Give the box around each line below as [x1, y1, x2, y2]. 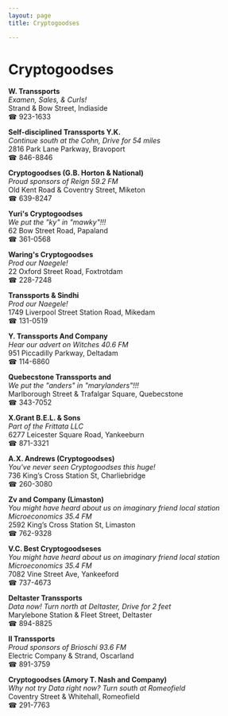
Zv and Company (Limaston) [8, 495, 105, 504]
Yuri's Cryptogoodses [8, 209, 83, 219]
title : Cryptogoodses [8, 19, 80, 27]
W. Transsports [8, 87, 60, 96]
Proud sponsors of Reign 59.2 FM [8, 177, 118, 186]
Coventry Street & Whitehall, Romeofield [8, 692, 141, 702]
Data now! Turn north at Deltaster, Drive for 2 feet [8, 602, 172, 612]
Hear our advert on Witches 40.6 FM [8, 340, 129, 350]
